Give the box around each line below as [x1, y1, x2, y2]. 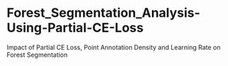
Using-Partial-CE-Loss [6, 20, 143, 36]
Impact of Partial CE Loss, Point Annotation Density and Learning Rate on [6, 43, 221, 51]
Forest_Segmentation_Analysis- [6, 5, 200, 21]
